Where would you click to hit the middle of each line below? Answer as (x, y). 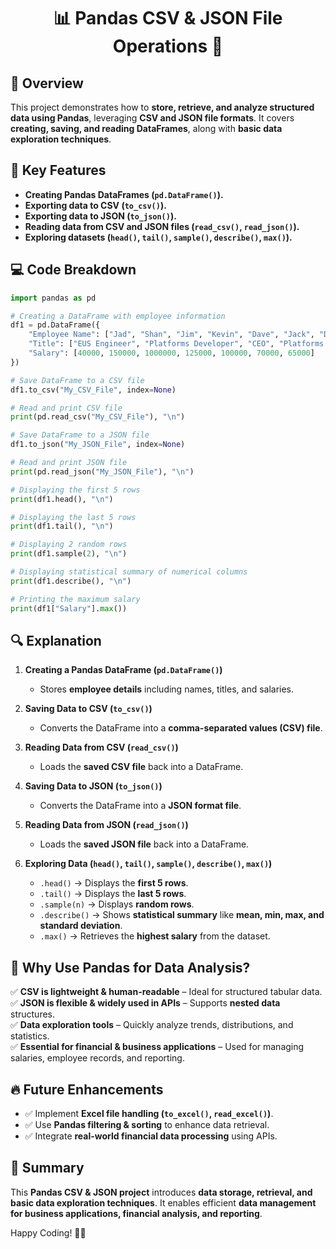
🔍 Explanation (56, 640)
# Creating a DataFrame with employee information (118, 316)
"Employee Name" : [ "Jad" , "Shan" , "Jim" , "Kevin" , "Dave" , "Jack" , (171, 335)
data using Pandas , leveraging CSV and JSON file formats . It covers (152, 118)
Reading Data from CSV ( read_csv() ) (101, 747)
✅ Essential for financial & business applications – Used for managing (157, 1047)
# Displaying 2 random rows (69, 545)
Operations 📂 (168, 46)
